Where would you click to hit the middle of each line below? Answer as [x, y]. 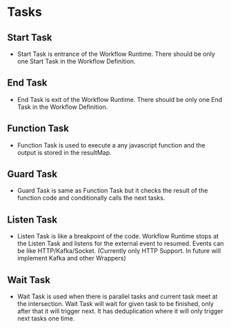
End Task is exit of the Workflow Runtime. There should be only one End [120, 99]
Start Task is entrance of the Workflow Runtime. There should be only [116, 54]
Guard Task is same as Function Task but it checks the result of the [112, 191]
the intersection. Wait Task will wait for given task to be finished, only [115, 304]
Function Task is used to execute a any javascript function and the [111, 145]
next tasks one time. [46, 318]
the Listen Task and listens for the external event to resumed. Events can [120, 244]
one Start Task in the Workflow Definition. [76, 61]
